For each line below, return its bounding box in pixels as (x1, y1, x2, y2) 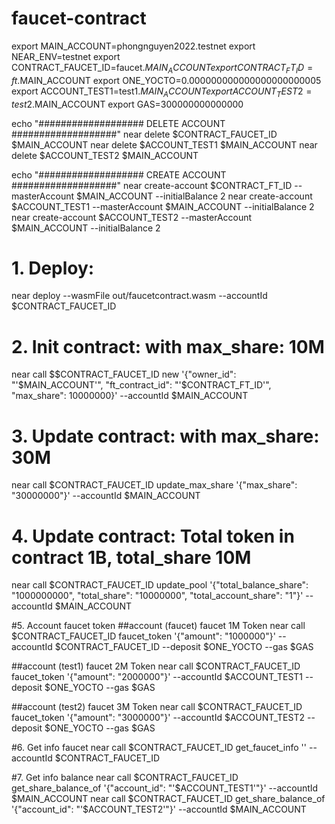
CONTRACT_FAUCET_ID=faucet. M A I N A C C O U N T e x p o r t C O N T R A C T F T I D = (11, 61, 314, 76)
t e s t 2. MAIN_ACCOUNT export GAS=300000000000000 (11, 98, 244, 110)
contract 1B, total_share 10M (11, 546, 252, 569)
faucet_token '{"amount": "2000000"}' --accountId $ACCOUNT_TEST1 (11, 671, 304, 683)
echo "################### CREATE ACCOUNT (11, 168, 227, 181)
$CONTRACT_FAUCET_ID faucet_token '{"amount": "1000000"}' (11, 630, 276, 642)
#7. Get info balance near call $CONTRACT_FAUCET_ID (11, 772, 239, 784)
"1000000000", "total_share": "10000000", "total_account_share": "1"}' (11, 590, 304, 602)
